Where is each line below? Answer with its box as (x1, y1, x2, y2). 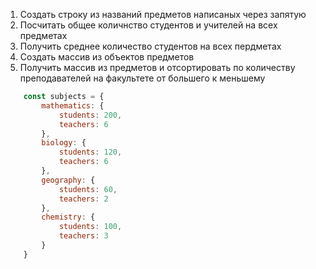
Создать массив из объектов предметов (19, 51, 195, 63)
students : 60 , (58, 184, 118, 194)
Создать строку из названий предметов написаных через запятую (19, 9, 307, 20)
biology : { (41, 138, 87, 148)
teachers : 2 (58, 194, 109, 204)
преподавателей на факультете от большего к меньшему (19, 72, 266, 84)
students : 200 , (58, 110, 123, 120)
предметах (19, 30, 68, 41)
